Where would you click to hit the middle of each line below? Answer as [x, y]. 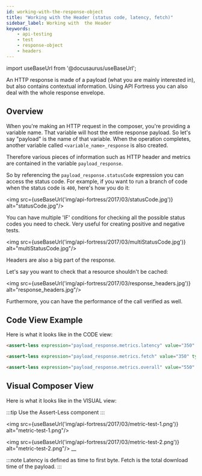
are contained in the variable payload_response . [65, 163]
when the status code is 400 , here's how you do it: [68, 188]
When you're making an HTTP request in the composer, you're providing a [98, 126]
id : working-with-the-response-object [55, 12]
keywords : [19, 29]
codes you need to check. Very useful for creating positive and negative [96, 224]
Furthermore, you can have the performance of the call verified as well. [94, 301]
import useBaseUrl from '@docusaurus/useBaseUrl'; [71, 68]
